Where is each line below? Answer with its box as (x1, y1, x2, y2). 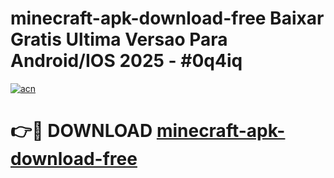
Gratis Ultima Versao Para (10, 28, 228, 51)
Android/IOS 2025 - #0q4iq (10, 50, 243, 72)
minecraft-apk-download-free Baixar (10, 7, 325, 30)
